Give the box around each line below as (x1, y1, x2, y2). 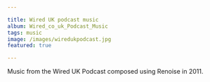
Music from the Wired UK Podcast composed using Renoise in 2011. (7, 67, 204, 76)
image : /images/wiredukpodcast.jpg (7, 35, 112, 42)
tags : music (7, 29, 42, 36)
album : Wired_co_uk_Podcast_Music (7, 22, 109, 30)
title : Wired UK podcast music (7, 16, 99, 23)
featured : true (7, 42, 52, 49)
